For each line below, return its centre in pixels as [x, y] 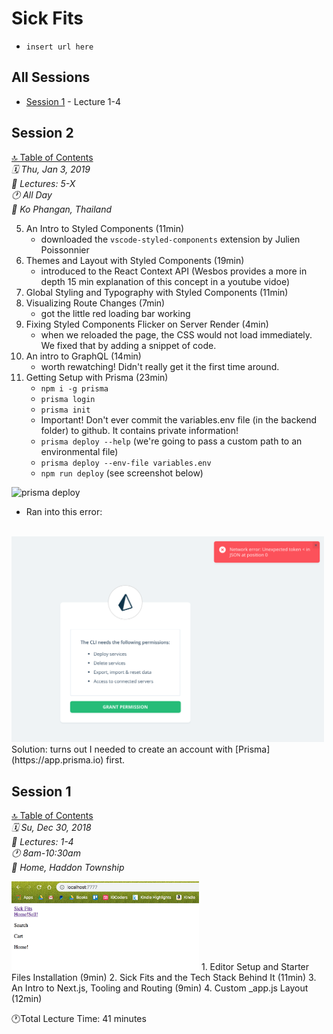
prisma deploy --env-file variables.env [126, 463]
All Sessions [51, 77]
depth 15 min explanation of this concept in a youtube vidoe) [165, 281]
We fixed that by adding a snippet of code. [128, 345]
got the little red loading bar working [115, 313]
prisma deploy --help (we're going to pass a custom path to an [171, 441]
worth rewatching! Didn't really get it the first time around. [160, 366]
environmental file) [79, 451]
